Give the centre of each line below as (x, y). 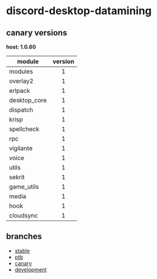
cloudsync (24, 215)
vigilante (21, 148)
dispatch (21, 110)
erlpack (20, 91)
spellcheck (24, 129)
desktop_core (28, 100)
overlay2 (21, 81)
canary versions (37, 33)
